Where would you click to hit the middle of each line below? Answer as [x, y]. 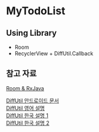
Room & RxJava [25, 88]
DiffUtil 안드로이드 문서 [33, 100]
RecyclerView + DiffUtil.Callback [54, 54]
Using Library [32, 33]
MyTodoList [36, 11]
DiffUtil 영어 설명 [26, 108]
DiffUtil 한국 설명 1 [27, 115]
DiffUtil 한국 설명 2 [28, 122]
